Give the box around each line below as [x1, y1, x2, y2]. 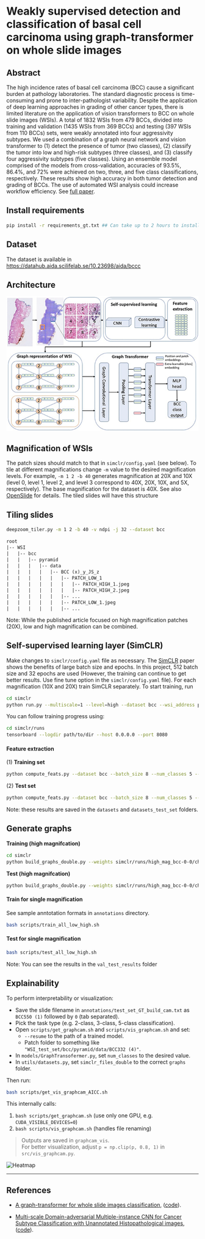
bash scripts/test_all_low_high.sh [6, 949, 97, 955]
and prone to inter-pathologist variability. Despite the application [35, 97, 198, 104]
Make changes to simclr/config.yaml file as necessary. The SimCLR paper [6, 656, 195, 664]
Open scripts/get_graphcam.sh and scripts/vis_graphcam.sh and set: [15, 1026, 191, 1033]
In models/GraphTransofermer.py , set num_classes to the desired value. [15, 1051, 191, 1059]
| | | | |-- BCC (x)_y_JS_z [6, 568, 99, 575]
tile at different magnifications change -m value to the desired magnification [6, 466, 196, 473]
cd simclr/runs [6, 726, 45, 732]
